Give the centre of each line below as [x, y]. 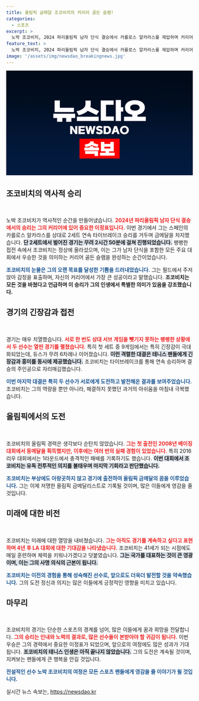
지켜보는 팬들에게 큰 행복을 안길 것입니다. [54, 659]
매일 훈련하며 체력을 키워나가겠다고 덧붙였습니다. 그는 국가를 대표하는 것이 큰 [94, 555]
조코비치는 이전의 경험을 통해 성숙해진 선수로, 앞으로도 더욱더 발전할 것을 [89, 575]
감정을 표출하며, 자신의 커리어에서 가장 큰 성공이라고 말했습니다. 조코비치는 [103, 277]
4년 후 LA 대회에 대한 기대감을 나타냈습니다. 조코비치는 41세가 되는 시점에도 [104, 548]
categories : [21, 19]
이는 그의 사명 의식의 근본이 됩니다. [58, 563]
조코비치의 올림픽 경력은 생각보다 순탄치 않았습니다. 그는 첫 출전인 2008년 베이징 [99, 443]
